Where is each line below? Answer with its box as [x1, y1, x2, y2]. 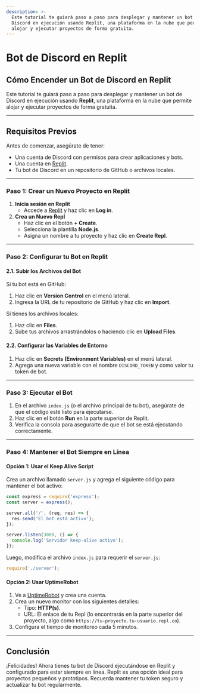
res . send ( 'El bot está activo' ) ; [11, 515, 95, 521]
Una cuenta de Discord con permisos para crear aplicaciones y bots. [14, 153, 183, 161]
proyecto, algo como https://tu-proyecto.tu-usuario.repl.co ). [23, 617, 181, 624]
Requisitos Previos [6, 126, 77, 136]
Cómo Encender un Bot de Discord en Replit [6, 75, 171, 85]
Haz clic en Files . [14, 322, 58, 329]
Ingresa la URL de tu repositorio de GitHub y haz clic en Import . [14, 299, 171, 306]
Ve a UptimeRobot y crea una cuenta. [14, 592, 107, 599]
